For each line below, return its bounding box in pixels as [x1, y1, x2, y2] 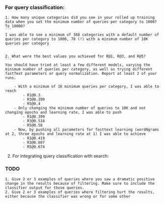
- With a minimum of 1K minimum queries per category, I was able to [14, 84, 160, 89]
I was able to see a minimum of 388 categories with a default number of [5, 33, 160, 37]
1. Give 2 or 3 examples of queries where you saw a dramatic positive [5, 176, 155, 181]
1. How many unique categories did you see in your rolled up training [5, 15, 155, 20]
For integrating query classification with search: [12, 153, 109, 159]
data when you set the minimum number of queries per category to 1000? [5, 19, 157, 25]
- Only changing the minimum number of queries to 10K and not [14, 105, 146, 111]
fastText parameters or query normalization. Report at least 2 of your [5, 71, 157, 76]
